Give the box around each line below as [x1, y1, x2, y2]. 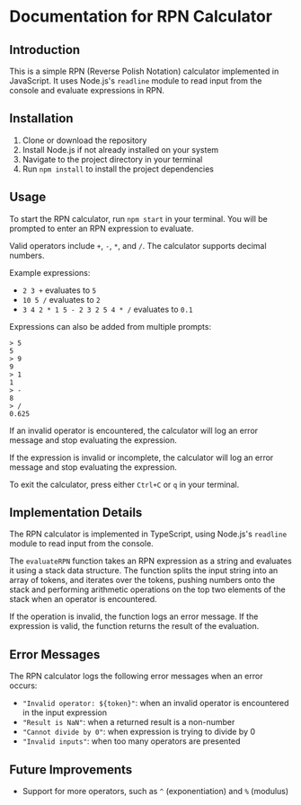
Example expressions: [9, 267, 91, 278]
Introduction [9, 42, 81, 57]
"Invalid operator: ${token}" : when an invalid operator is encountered [22, 698, 289, 709]
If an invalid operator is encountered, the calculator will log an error [9, 425, 259, 436]
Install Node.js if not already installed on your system [22, 144, 219, 155]
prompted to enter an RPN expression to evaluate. [9, 223, 195, 234]
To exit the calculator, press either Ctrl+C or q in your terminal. [9, 479, 240, 490]
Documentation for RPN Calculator [9, 6, 272, 27]
